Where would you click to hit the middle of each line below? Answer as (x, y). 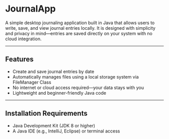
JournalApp (31, 9)
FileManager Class (32, 82)
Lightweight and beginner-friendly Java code (59, 93)
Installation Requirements (47, 114)
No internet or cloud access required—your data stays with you (78, 87)
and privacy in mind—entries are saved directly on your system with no (79, 33)
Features (19, 59)
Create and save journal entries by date (53, 72)
